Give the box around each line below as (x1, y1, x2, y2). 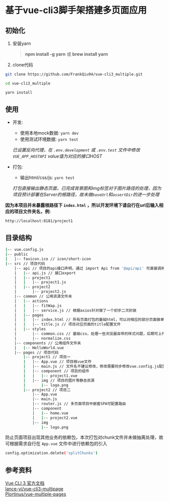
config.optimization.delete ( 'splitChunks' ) (5, 451, 98, 456)
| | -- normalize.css (14, 336, 71, 341)
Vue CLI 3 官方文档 (5, 480, 45, 486)
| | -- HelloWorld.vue (14, 345, 64, 350)
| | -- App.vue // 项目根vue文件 (23, 359, 92, 364)
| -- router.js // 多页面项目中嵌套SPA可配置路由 (32, 401, 126, 407)
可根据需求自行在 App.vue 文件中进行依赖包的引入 (5, 441, 107, 447)
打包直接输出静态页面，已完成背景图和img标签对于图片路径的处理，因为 (12, 185, 162, 191)
